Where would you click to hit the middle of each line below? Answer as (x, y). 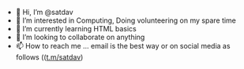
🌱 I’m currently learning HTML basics (76, 29)
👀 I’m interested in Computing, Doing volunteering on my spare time (126, 20)
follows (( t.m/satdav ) (49, 57)
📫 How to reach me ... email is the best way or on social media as (123, 46)
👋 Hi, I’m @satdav (44, 12)
